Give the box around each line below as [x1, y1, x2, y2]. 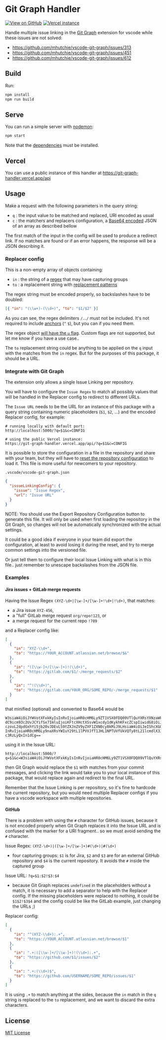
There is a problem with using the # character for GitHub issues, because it [5, 817, 158, 823]
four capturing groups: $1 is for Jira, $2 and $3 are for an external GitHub [12, 853, 160, 859]
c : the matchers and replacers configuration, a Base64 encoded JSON [12, 218, 157, 223]
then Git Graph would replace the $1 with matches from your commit [5, 764, 144, 770]
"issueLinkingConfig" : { [9, 483, 61, 489]
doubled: [5, 297, 23, 302]
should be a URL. [5, 355, 41, 361]
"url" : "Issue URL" [14, 493, 54, 498]
